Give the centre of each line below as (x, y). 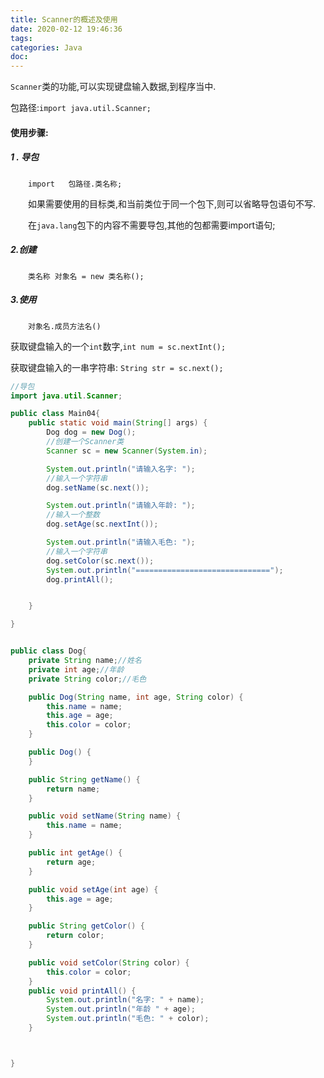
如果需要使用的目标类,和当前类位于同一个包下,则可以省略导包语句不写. (172, 203)
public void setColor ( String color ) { (109, 962)
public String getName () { (84, 779)
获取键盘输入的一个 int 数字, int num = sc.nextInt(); (118, 346)
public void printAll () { (82, 991)
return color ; (75, 936)
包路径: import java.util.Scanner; (81, 108)
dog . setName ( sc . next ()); (98, 487)
